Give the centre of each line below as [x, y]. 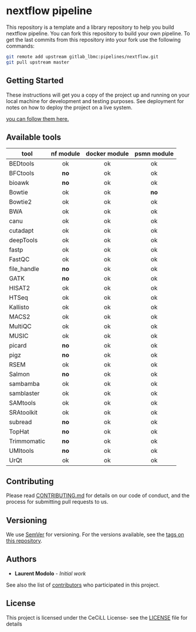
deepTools [23, 240]
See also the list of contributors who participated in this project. [83, 585]
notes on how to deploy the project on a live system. [69, 107]
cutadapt [21, 231]
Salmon [20, 374]
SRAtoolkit [23, 412]
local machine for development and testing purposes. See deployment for [95, 101]
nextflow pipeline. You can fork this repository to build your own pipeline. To [98, 33]
